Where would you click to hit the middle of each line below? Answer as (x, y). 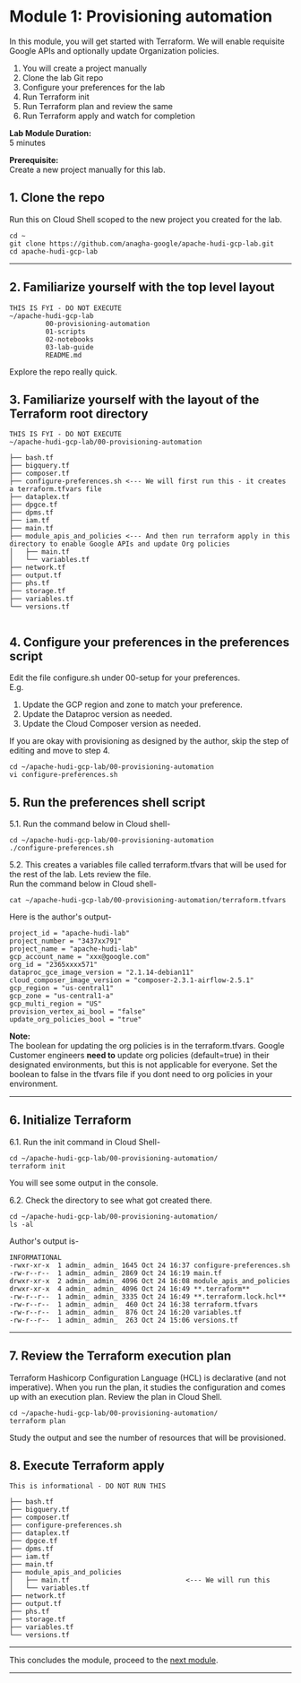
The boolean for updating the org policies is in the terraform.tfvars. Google (147, 1045)
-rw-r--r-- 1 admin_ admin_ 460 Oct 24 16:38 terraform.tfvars (133, 1304)
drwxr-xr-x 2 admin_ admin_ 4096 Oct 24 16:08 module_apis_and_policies (150, 1281)
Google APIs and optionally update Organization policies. (114, 50)
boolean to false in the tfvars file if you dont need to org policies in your (141, 1074)
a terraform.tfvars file (56, 489)
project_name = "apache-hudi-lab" (74, 949)
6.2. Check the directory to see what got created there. (111, 1200)
